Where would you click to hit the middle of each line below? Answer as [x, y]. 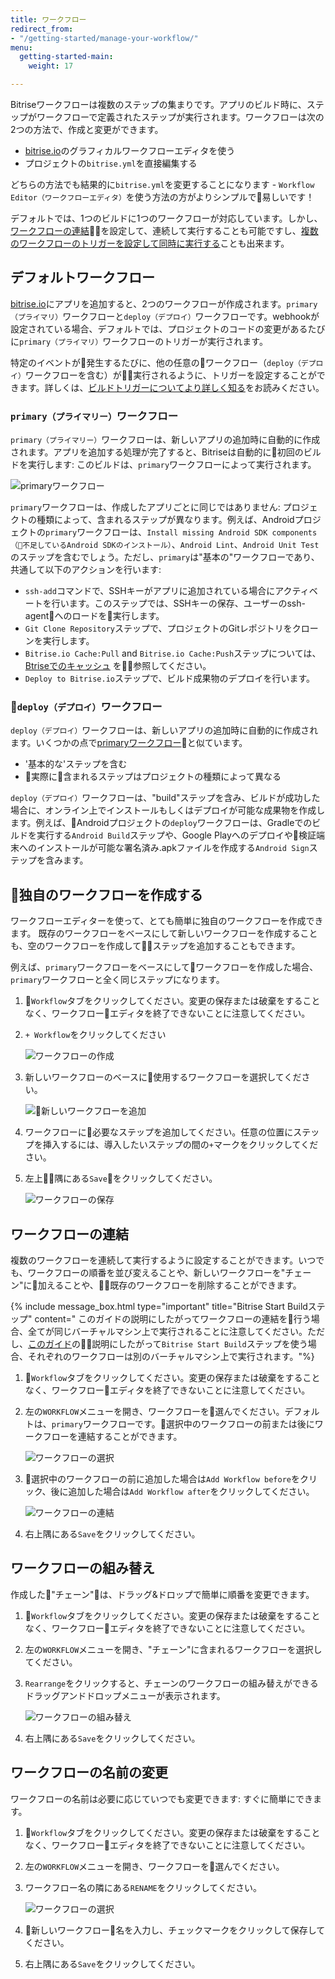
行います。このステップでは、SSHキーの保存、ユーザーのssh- [178, 603]
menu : [21, 47]
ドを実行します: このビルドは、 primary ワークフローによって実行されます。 [163, 465]
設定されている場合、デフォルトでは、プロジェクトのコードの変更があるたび [168, 328]
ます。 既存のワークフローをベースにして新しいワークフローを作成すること [164, 933]
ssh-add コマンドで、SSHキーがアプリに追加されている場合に [150, 591]
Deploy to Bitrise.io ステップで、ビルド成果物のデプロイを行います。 [170, 678]
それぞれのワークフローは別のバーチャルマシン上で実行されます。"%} [171, 1357]
